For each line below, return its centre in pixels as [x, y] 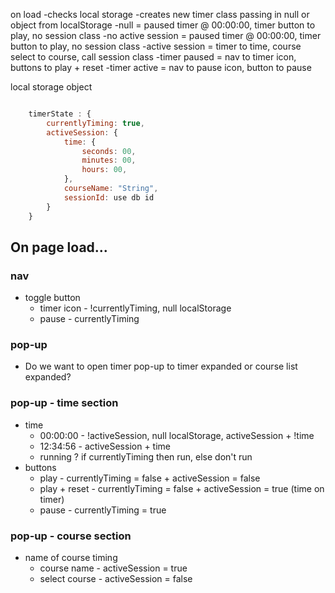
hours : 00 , [104, 170]
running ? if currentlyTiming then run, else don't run [146, 456]
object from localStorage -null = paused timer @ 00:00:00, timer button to [163, 25]
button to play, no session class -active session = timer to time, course [156, 46]
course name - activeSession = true [113, 568]
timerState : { [60, 114]
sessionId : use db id [109, 197]
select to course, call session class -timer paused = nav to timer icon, [153, 57]
